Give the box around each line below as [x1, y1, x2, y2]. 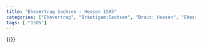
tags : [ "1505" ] [6, 20, 47, 25]
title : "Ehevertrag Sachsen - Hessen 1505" [6, 8, 117, 15]
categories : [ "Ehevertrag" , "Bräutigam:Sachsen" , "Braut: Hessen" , [6, 14, 179, 20]
